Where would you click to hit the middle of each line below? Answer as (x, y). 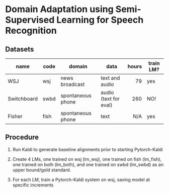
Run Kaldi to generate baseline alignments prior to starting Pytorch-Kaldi (88, 149)
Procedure (22, 137)
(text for (110, 99)
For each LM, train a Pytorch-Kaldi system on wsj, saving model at (81, 179)
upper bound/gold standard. (42, 170)
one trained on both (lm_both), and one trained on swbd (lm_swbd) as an (88, 164)
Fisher (15, 116)
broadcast (73, 84)
